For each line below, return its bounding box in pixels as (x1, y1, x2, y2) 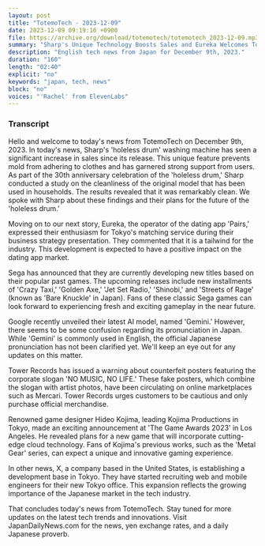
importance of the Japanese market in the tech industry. (8, 488, 192, 498)
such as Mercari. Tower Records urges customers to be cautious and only (8, 390, 248, 400)
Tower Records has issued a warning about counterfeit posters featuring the (8, 365, 256, 375)
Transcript (8, 119, 50, 130)
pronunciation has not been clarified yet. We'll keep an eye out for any (8, 341, 237, 352)
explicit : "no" (8, 70, 58, 78)
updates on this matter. (8, 350, 84, 360)
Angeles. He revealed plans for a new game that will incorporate (8, 431, 217, 441)
